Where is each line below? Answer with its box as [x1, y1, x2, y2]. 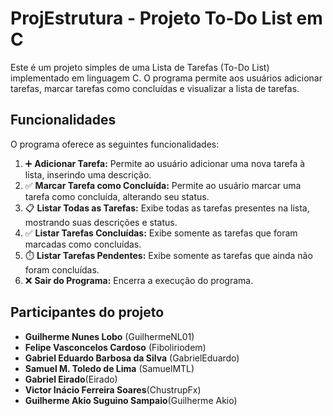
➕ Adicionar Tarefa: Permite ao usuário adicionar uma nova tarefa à [24, 157, 306, 169]
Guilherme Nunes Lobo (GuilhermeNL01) [24, 330, 195, 342]
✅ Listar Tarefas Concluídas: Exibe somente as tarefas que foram [24, 227, 298, 239]
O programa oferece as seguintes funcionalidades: [10, 138, 220, 150]
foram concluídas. [24, 263, 100, 276]
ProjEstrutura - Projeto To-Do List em [10, 7, 323, 30]
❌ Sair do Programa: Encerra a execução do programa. [24, 274, 254, 286]
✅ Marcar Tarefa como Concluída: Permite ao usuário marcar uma [24, 179, 302, 191]
